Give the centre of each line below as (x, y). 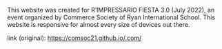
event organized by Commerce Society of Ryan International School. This (111, 17)
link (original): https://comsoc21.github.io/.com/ (74, 38)
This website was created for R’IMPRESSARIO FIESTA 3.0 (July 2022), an (111, 10)
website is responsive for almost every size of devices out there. (99, 24)
